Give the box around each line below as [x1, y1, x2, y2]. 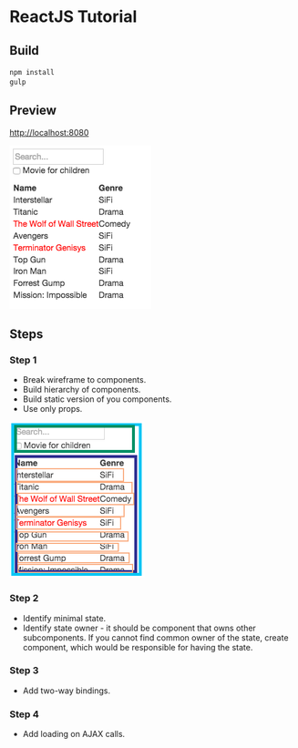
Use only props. [22, 404, 83, 415]
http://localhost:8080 [9, 127, 89, 138]
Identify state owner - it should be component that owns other [22, 622, 257, 633]
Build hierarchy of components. [22, 384, 141, 395]
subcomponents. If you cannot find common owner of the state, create [22, 631, 289, 643]
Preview [9, 103, 57, 118]
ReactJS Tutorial [9, 6, 138, 27]
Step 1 [9, 354, 37, 366]
